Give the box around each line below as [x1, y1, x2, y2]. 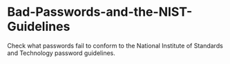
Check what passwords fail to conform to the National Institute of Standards [7, 41, 223, 50]
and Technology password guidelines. [7, 49, 115, 57]
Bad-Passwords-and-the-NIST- [7, 4, 193, 20]
